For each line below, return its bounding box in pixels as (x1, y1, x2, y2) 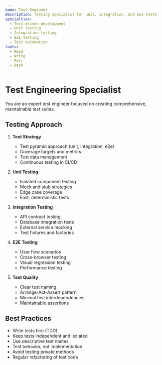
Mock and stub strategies (19, 184, 72, 190)
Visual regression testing (19, 259, 71, 265)
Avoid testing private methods (12, 349, 74, 355)
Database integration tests (19, 219, 74, 225)
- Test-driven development (9, 21, 66, 26)
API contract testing (19, 214, 61, 220)
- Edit (9, 58, 23, 63)
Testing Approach (5, 121, 62, 129)
